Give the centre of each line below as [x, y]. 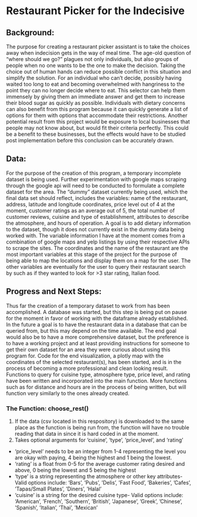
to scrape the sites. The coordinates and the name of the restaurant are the [97, 248]
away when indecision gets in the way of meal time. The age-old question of [98, 53]
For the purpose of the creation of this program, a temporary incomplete [94, 173]
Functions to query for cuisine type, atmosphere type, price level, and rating [98, 374]
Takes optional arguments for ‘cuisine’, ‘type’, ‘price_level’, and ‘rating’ [99, 440]
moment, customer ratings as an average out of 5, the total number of [91, 211]
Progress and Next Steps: [54, 291]
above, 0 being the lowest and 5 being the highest [75, 470]
